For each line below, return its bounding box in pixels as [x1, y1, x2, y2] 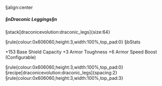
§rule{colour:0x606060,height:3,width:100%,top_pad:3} [5, 75, 124, 81]
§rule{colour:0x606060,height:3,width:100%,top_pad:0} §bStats [5, 38, 141, 45]
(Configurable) [5, 54, 36, 60]
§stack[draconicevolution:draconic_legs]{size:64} [5, 29, 110, 35]
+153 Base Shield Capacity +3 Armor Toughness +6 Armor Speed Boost [5, 49, 157, 55]
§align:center [5, 5, 33, 10]
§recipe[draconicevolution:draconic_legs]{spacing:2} [5, 69, 118, 76]
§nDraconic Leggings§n [5, 16, 57, 22]
